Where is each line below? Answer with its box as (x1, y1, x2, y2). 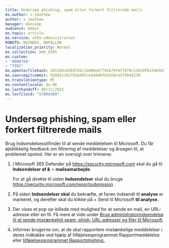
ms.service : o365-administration (5, 36, 75, 41)
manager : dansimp (5, 21, 42, 27)
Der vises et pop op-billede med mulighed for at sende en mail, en (12, 206, 150, 212)
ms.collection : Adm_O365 (5, 49, 57, 54)
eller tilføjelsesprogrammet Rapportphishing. (12, 237, 105, 243)
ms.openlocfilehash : (5, 68, 49, 73)
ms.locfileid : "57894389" (5, 92, 59, 97)
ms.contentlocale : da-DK (5, 82, 57, 87)
